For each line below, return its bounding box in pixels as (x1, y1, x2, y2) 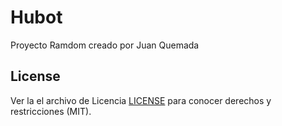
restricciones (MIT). (10, 105, 92, 117)
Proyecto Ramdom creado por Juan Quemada (10, 39, 200, 51)
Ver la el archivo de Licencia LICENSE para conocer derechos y (10, 94, 272, 106)
